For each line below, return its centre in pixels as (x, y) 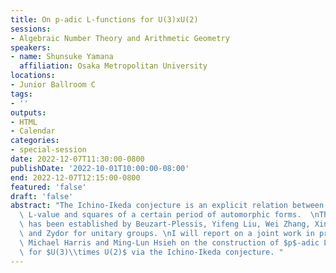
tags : (21, 94)
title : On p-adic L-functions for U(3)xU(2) (104, 19)
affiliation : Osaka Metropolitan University (113, 66)
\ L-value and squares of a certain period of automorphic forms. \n (169, 215)
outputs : (28, 112)
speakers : (31, 47)
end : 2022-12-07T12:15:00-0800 (75, 177)
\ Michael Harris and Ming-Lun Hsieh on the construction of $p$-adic (169, 242)
